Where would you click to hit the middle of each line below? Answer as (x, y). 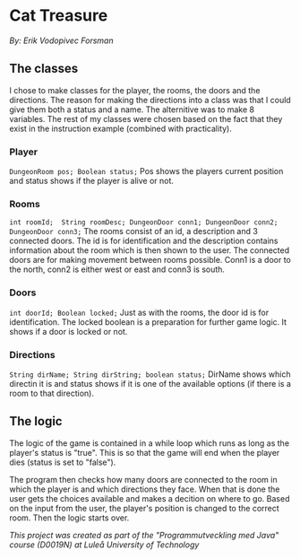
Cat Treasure (59, 16)
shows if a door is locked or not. (69, 331)
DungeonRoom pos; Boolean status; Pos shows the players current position (146, 171)
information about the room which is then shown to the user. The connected (150, 250)
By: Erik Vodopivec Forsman (61, 40)
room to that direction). (51, 393)
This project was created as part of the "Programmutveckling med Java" (144, 535)
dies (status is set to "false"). (63, 462)
